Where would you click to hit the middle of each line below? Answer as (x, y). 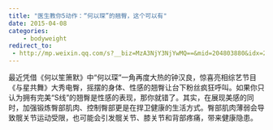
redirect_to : (30, 46)
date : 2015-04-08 (38, 23)
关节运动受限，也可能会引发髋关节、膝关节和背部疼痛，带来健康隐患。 (140, 117)
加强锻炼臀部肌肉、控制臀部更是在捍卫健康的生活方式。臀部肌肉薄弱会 (140, 107)
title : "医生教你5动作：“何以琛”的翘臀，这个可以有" (88, 16)
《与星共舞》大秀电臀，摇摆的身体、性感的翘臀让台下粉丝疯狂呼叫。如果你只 (136, 87)
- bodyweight (45, 38)
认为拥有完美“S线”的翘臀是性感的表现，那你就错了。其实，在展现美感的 (128, 97)
